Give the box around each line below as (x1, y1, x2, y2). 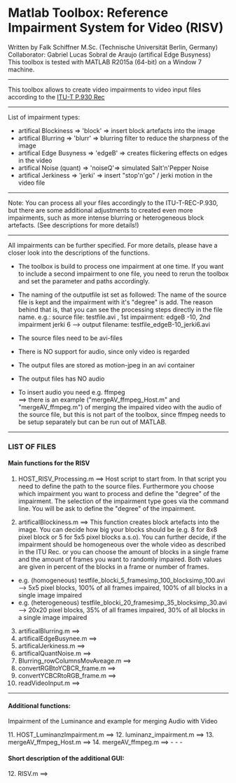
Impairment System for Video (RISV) (8, 20, 224, 36)
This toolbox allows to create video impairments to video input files (8, 85, 202, 94)
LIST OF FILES (8, 442, 57, 451)
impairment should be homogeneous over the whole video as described (18, 540, 226, 549)
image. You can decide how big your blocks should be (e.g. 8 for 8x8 (18, 525, 218, 534)
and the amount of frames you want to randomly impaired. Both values (18, 555, 223, 564)
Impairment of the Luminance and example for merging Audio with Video (8, 717, 218, 726)
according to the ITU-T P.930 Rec (8, 92, 105, 101)
